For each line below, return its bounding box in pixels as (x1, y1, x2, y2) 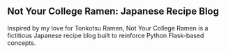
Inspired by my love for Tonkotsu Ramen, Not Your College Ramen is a (7, 24, 209, 32)
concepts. (7, 38, 36, 47)
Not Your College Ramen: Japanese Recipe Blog (7, 6, 220, 17)
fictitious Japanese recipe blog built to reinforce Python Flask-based (7, 31, 204, 39)
